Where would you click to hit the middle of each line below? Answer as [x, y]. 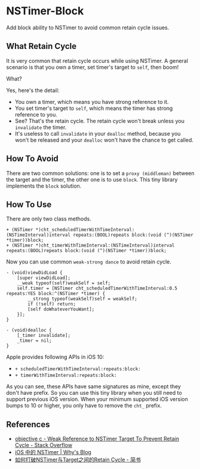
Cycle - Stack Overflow [44, 445]
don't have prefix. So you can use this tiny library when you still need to [94, 393]
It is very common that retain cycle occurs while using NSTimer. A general [97, 60]
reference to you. [36, 114]
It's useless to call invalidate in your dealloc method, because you [98, 133]
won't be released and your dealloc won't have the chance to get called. [104, 140]
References [28, 424]
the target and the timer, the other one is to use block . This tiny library [92, 179]
